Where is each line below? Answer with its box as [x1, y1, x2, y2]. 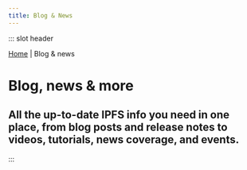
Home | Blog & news [8, 48, 76, 58]
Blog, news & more [8, 76, 134, 95]
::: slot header [8, 33, 54, 43]
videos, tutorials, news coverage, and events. [8, 133, 240, 147]
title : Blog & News [8, 11, 73, 20]
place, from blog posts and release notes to [8, 121, 228, 134]
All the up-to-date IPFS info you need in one [8, 108, 229, 122]
